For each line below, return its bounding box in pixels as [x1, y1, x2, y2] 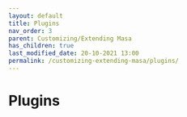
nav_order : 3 [8, 27, 53, 35]
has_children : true [8, 42, 74, 50]
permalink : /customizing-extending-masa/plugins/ [8, 57, 180, 65]
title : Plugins [8, 19, 60, 27]
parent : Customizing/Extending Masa [8, 34, 132, 43]
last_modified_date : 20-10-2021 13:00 [8, 49, 139, 57]
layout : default [8, 11, 63, 20]
